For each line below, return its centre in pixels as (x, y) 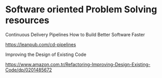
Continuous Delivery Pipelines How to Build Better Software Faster (75, 34)
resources (27, 20)
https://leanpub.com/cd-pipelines (41, 44)
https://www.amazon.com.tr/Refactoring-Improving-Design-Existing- (78, 64)
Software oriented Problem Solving (81, 9)
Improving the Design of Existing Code (46, 54)
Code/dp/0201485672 (29, 70)
